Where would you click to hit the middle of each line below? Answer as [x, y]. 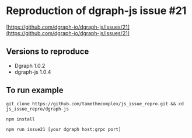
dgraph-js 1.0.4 [33, 72]
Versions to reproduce [48, 52]
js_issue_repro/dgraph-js [37, 109]
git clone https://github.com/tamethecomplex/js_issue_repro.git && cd [95, 103]
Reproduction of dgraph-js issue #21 [96, 11]
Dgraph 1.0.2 [30, 65]
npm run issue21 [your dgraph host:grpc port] [64, 129]
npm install [20, 119]
